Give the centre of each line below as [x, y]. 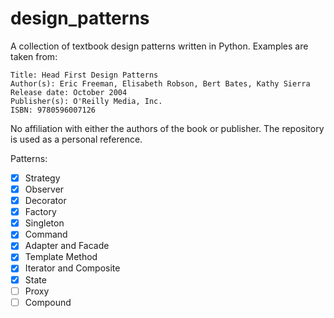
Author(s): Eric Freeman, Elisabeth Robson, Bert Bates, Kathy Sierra [160, 83]
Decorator [45, 201]
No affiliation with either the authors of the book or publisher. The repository [167, 128]
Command [46, 234]
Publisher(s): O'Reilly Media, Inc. [86, 101]
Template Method [61, 257]
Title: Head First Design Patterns [84, 75]
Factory [40, 212]
